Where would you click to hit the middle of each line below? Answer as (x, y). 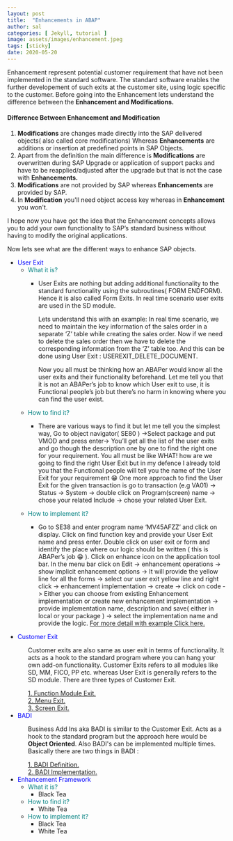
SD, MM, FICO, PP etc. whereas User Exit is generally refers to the (122, 673)
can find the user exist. (71, 399)
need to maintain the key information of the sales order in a (122, 327)
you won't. (32, 207)
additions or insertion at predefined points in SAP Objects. (101, 148)
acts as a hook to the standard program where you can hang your (121, 658)
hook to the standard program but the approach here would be (117, 737)
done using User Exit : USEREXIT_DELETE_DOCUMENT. (118, 356)
